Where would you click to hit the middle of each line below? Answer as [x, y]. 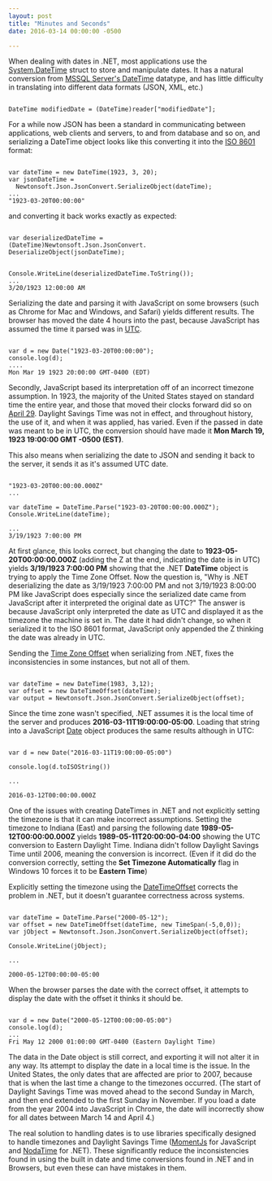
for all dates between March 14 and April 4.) [82, 1117]
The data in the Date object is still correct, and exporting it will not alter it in [134, 1057]
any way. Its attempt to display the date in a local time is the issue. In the [129, 1066]
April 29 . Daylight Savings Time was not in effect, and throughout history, [131, 414]
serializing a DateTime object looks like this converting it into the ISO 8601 [132, 142]
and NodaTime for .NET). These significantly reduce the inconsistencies [129, 1151]
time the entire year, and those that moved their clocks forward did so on [130, 405]
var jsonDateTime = [41, 180]
